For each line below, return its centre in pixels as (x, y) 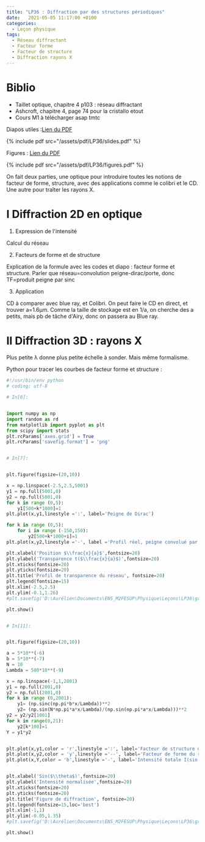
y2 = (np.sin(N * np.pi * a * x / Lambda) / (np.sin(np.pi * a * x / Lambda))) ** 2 (102, 710)
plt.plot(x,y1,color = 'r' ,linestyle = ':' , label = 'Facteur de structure (101, 749)
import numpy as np (31, 414)
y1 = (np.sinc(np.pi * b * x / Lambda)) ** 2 (64, 704)
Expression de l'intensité (46, 231)
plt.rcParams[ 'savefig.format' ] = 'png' (59, 442)
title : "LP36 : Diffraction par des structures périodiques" (86, 12)
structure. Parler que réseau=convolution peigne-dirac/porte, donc (91, 273)
